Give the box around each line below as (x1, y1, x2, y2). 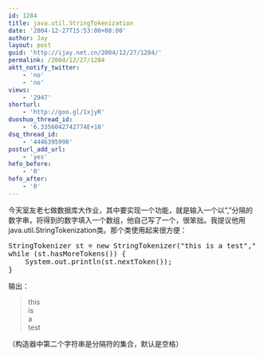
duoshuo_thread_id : (8, 116, 73, 124)
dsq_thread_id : (8, 130, 59, 138)
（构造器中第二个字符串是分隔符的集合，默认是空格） (8, 338, 183, 348)
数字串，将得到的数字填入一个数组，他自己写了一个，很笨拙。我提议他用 (8, 215, 245, 224)
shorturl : (8, 101, 41, 109)
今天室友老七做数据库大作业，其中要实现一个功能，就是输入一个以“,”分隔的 (8, 205, 253, 215)
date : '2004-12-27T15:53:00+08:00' (8, 26, 127, 34)
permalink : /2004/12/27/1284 (8, 57, 105, 65)
